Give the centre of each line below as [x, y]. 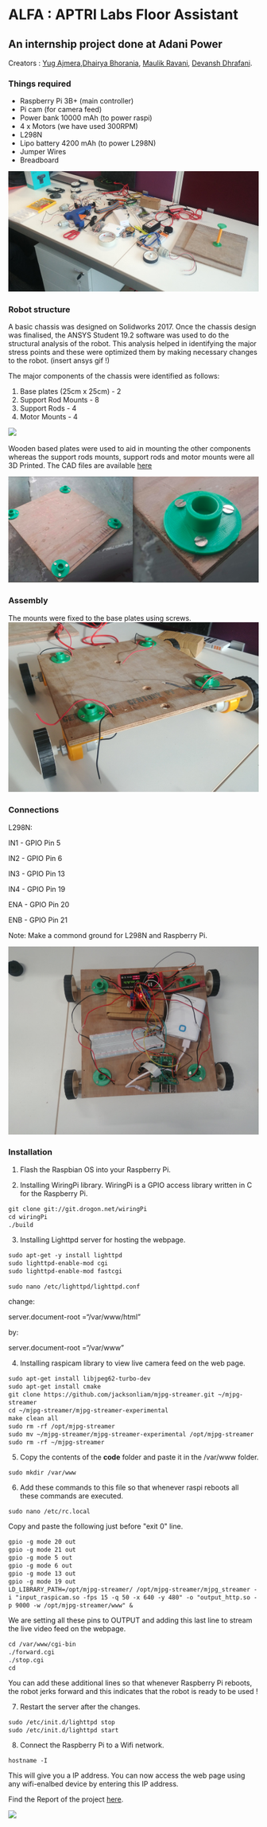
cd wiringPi [28, 1217]
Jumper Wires [43, 152]
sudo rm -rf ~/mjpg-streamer [56, 1442]
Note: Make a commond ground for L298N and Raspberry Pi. [108, 935]
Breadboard [39, 160]
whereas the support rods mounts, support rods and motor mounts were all [131, 457]
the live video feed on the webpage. [67, 1628]
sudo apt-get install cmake [55, 1386]
